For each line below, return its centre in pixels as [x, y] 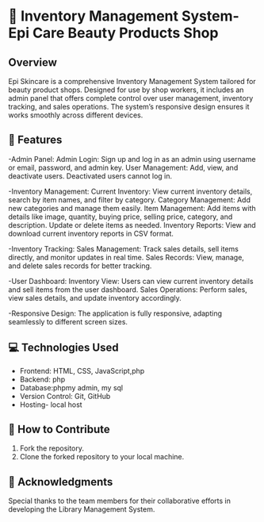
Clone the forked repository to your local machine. [102, 457]
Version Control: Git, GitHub [65, 396]
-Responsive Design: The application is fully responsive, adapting [115, 313]
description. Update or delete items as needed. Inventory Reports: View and [132, 225]
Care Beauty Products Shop [125, 33]
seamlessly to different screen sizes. [68, 321]
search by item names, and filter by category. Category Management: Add [130, 200]
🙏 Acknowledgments [61, 482]
